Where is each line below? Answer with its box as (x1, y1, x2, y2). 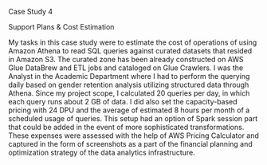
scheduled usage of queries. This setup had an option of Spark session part (8, 114, 258, 123)
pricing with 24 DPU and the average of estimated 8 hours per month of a (8, 105, 250, 115)
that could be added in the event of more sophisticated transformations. (8, 123, 245, 132)
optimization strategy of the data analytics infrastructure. (8, 147, 195, 157)
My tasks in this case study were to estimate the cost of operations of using (8, 37, 257, 47)
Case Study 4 (8, 7, 53, 16)
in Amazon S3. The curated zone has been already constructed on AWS (8, 55, 245, 64)
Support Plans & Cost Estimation (8, 22, 115, 31)
